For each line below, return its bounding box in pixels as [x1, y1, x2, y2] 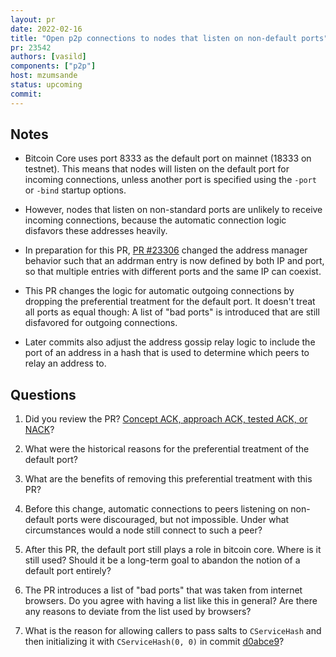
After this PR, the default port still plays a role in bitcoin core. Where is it [24, 544, 322, 556]
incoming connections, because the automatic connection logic [24, 214, 287, 226]
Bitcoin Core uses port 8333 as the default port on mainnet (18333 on [24, 152, 312, 165]
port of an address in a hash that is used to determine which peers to [24, 347, 310, 359]
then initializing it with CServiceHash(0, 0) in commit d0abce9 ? [24, 636, 285, 648]
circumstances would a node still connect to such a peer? [24, 524, 263, 536]
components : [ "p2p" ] [10, 61, 97, 71]
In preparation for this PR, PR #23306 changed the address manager [24, 244, 308, 256]
